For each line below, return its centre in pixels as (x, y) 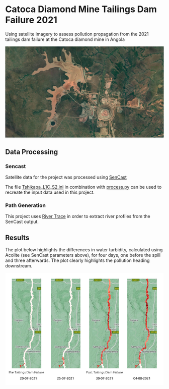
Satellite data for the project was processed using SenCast (66, 177)
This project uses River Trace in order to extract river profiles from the (78, 216)
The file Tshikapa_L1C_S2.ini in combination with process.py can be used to (83, 187)
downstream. (19, 266)
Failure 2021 (31, 20)
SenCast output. (22, 222)
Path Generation (26, 205)
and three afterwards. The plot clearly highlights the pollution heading (77, 260)
